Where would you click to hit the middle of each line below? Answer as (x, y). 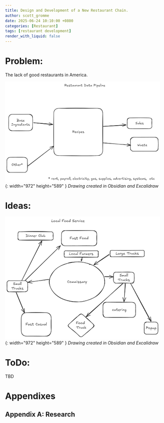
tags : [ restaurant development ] (38, 31)
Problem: (24, 61)
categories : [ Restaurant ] (31, 26)
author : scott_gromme (27, 15)
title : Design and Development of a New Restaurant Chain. (67, 10)
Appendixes (30, 396)
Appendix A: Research (40, 414)
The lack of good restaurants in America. (46, 75)
